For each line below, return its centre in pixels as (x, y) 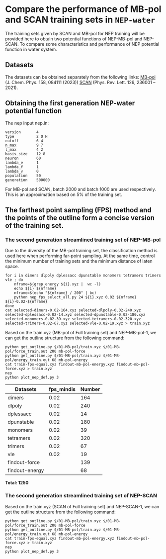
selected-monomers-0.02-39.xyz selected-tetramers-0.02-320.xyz (73, 319)
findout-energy (26, 470)
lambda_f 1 (22, 167)
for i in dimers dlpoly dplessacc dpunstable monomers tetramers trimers (83, 276)
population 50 (23, 176)
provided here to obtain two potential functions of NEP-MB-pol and (74, 39)
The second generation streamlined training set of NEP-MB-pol (83, 240)
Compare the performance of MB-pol (83, 9)
